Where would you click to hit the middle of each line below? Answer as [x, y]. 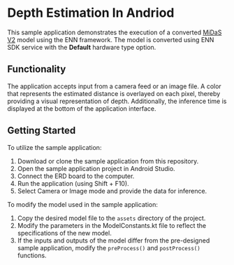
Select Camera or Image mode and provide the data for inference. [112, 191]
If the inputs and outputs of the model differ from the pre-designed [114, 240]
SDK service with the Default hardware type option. [82, 47]
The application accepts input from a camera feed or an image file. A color [114, 86]
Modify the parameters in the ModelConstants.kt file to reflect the [112, 225]
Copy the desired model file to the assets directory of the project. [111, 218]
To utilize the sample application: [54, 147]
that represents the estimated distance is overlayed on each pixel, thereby [114, 93]
